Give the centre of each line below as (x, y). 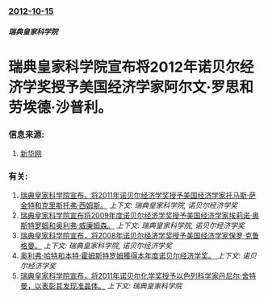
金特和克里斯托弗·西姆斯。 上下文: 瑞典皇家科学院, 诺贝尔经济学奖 (129, 205)
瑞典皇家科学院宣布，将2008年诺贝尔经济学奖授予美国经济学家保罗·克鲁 (140, 236)
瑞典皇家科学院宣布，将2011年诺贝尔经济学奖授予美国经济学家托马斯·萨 (138, 196)
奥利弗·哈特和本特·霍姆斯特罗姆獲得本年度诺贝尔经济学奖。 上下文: (130, 256)
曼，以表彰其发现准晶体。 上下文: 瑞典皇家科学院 (101, 286)
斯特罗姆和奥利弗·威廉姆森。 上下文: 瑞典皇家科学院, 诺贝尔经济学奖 (132, 226)
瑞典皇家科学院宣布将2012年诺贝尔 (124, 67)
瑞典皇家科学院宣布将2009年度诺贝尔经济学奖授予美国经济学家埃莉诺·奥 (140, 216)
